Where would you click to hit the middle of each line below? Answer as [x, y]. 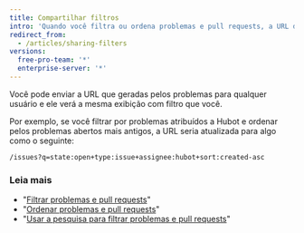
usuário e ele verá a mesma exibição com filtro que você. [116, 103]
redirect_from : [38, 34]
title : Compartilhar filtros [64, 18]
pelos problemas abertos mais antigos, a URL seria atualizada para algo [143, 131]
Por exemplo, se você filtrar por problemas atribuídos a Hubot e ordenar [144, 121]
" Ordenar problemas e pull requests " [91, 209]
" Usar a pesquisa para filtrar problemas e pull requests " [126, 219]
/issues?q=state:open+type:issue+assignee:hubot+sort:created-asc [137, 157]
